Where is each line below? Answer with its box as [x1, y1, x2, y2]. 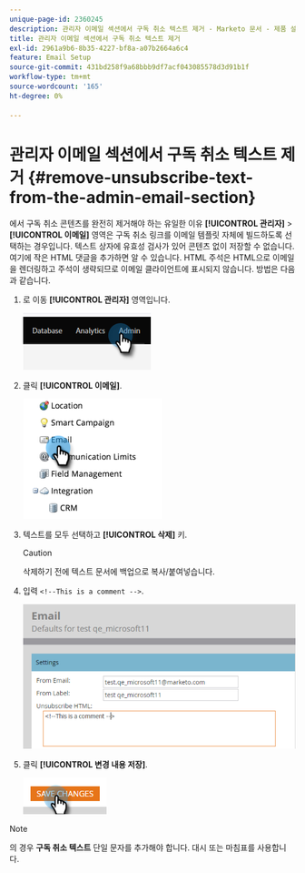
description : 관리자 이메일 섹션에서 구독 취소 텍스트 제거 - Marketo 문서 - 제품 [9, 24, 287, 34]
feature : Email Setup [9, 53, 92, 63]
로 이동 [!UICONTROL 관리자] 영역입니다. [22, 294, 171, 305]
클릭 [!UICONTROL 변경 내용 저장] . [22, 759, 148, 770]
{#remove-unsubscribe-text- [27, 167, 254, 188]
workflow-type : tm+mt [9, 73, 92, 82]
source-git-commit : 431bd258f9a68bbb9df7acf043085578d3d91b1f [9, 63, 250, 72]
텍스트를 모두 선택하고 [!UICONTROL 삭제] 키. [22, 529, 188, 541]
